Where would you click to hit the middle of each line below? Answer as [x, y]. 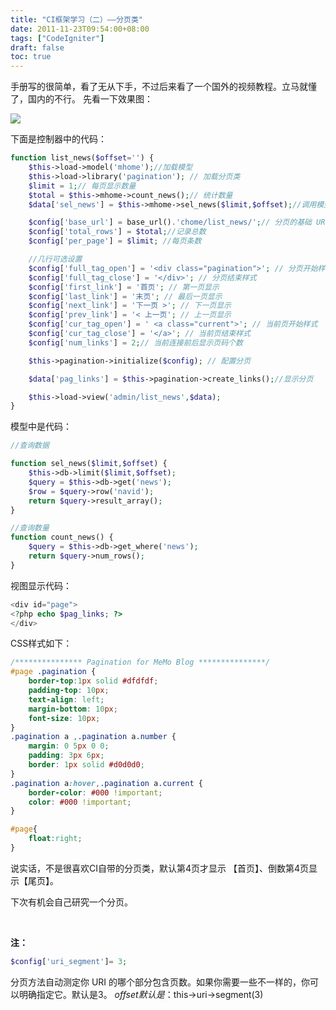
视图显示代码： [41, 585]
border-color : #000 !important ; [95, 792]
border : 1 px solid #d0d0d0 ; [86, 765]
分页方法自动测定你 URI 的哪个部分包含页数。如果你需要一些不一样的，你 [160, 982]
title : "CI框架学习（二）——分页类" [76, 19]
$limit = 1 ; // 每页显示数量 [82, 186]
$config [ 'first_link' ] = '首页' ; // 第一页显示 [124, 287]
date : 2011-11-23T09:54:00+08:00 [80, 29]
